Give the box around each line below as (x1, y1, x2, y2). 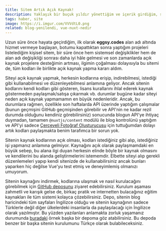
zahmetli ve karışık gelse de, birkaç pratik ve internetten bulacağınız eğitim (5, 189, 157, 195)
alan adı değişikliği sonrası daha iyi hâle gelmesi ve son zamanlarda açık (5, 55, 152, 61)
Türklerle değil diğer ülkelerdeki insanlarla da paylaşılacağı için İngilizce (5, 205, 151, 211)
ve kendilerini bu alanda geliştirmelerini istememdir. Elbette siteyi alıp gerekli (5, 153, 160, 159)
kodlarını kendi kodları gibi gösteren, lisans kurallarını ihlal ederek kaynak (5, 86, 154, 92)
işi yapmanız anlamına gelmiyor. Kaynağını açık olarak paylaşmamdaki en (5, 142, 154, 148)
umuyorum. (5, 169, 29, 175)
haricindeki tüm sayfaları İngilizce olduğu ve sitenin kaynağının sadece (5, 199, 149, 205)
